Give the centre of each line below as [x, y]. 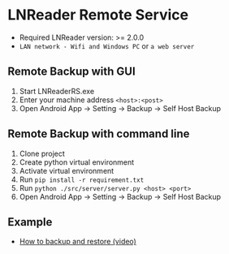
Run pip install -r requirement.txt [82, 179]
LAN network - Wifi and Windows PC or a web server [107, 45]
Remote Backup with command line [99, 134]
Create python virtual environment [77, 162]
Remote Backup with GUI [71, 72]
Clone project [42, 153]
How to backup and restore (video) [78, 242]
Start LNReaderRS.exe [57, 91]
